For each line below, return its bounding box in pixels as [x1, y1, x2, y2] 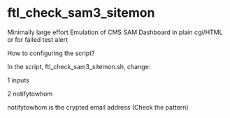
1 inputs [7, 75, 29, 84]
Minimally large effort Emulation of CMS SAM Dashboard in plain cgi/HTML [7, 28, 223, 36]
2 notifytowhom [7, 89, 53, 98]
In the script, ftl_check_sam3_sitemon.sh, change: [7, 62, 151, 71]
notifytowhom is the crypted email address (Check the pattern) [7, 103, 189, 111]
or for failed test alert [7, 35, 69, 43]
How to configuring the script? [7, 49, 95, 57]
